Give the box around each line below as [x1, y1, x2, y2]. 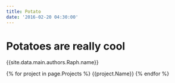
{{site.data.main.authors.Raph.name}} [6, 59, 99, 66]
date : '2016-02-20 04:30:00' [6, 14, 79, 20]
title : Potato [6, 8, 42, 15]
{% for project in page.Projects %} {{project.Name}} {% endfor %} [6, 70, 170, 77]
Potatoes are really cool [6, 39, 126, 53]
